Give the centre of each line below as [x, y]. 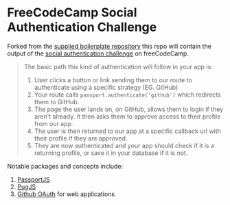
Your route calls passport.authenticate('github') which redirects [127, 95]
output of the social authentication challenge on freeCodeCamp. [98, 53]
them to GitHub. [57, 101]
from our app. [54, 123]
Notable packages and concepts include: [65, 166]
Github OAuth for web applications [66, 194]
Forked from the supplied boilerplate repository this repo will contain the [109, 46]
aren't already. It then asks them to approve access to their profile [127, 116]
